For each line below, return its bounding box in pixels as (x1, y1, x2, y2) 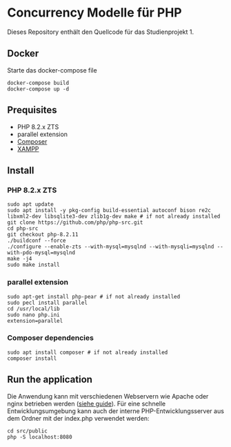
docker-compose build (7, 79, 70, 86)
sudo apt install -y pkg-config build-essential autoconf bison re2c (7, 207, 212, 214)
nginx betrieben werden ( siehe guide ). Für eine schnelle (7, 399, 166, 408)
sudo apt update (7, 201, 54, 208)
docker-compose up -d (7, 85, 70, 93)
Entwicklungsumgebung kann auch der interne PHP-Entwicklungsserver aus (7, 406, 224, 415)
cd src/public (7, 427, 48, 435)
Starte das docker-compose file (7, 66, 98, 74)
